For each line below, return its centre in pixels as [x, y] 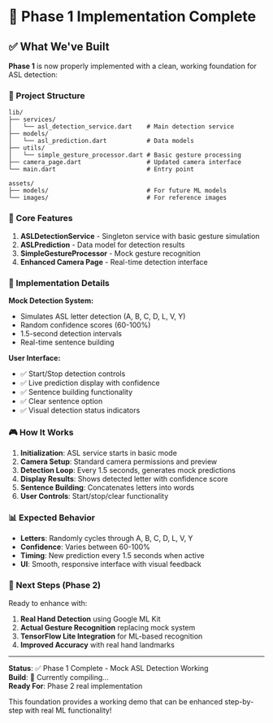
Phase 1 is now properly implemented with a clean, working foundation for [133, 66]
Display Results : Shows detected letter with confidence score [124, 479]
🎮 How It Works [41, 432]
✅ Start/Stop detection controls [73, 374]
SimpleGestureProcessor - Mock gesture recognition [110, 253]
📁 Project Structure [47, 95]
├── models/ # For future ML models [118, 191]
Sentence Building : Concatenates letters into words [107, 487]
